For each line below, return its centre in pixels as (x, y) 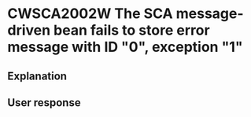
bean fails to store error (131, 30)
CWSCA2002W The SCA (90, 14)
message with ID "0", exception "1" (125, 47)
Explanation (37, 76)
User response (44, 102)
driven (29, 30)
